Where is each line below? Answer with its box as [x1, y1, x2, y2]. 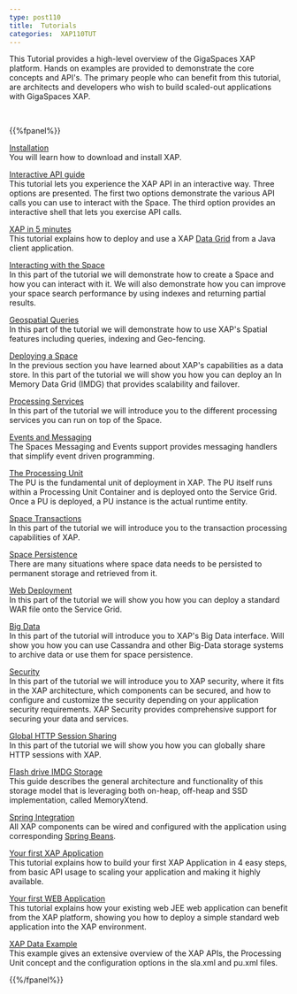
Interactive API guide [9, 169, 86, 180]
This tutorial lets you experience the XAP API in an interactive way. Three [9, 179, 275, 189]
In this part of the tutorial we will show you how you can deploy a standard [9, 595, 280, 605]
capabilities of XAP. [9, 532, 80, 543]
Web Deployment [9, 585, 72, 596]
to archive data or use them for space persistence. [9, 650, 194, 660]
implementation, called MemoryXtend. [9, 795, 148, 805]
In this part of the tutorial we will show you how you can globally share [9, 740, 266, 751]
